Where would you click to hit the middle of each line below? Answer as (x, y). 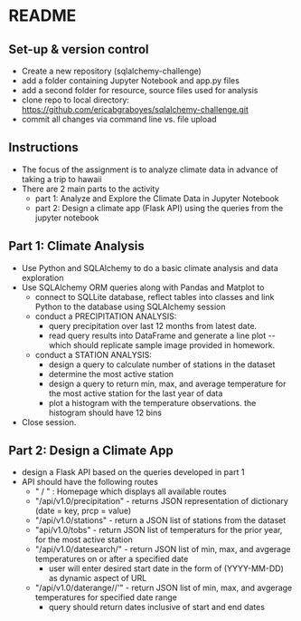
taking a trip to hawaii (61, 179)
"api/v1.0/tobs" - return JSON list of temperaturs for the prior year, (159, 530)
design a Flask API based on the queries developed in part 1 (133, 472)
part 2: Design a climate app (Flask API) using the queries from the (159, 208)
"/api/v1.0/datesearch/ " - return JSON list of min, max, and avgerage (163, 549)
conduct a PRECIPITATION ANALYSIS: (106, 316)
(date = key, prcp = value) (83, 511)
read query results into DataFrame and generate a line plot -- (162, 335)
